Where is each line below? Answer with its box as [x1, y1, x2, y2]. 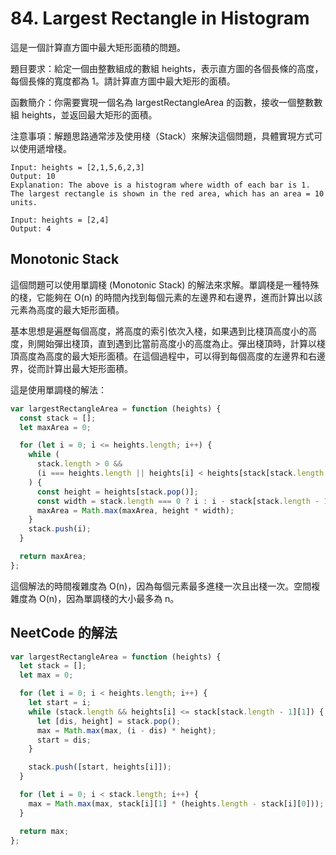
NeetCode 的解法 [10, 625, 118, 642]
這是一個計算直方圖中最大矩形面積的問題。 [10, 41, 186, 53]
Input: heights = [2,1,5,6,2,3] [10, 162, 145, 172]
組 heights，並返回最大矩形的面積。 [10, 108, 158, 121]
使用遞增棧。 [18, 142, 72, 154]
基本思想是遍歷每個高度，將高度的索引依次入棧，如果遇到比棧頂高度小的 [10, 325, 308, 337]
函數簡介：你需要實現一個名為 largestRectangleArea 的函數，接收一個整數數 [10, 96, 323, 108]
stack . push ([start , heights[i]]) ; [28, 762, 172, 772]
